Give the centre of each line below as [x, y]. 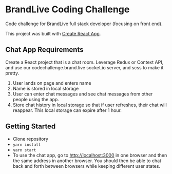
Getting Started [31, 127]
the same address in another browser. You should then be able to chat [87, 161]
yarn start [24, 150]
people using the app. [36, 99]
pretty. [12, 73]
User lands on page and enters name [52, 83]
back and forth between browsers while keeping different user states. [87, 166]
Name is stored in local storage [46, 88]
